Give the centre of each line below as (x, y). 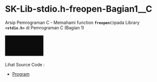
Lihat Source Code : (25, 64)
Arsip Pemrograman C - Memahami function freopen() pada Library (72, 22)
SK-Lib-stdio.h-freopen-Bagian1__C (78, 9)
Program (21, 74)
